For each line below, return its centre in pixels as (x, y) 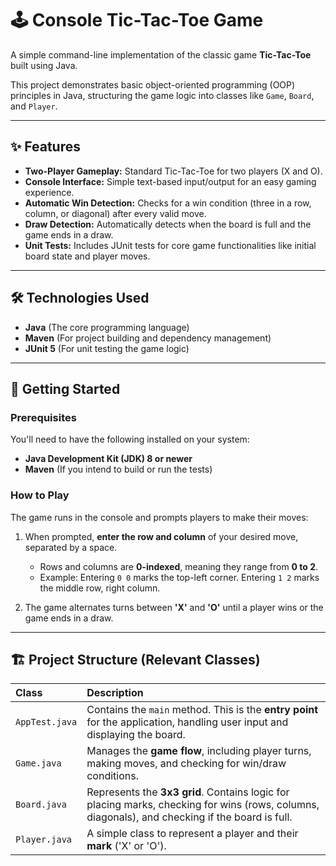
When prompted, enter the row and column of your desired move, (161, 536)
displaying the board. (136, 735)
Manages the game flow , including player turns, (199, 751)
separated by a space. (71, 547)
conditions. (112, 776)
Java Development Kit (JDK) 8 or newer (108, 459)
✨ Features (45, 147)
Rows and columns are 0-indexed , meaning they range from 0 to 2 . (179, 566)
